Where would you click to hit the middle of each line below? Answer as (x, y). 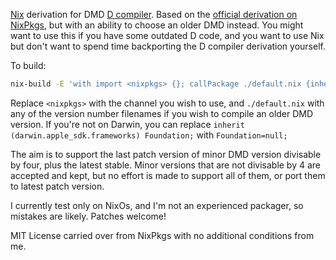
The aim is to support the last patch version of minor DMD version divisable (166, 154)
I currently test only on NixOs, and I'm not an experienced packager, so (157, 205)
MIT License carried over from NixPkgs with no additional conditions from (162, 235)
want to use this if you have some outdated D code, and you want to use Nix (167, 35)
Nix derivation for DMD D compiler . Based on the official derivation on (154, 14)
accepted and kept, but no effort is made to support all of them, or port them (168, 175)
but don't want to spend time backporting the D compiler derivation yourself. (168, 46)
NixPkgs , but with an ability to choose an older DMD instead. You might (157, 25)
